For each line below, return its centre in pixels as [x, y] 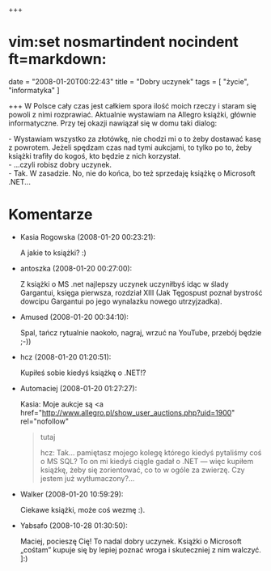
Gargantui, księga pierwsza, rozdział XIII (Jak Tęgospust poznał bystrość [141, 292]
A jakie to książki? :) [53, 253]
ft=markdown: [57, 60]
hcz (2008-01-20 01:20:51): [66, 356]
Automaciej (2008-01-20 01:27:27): [78, 388]
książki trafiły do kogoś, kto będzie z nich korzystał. [95, 156]
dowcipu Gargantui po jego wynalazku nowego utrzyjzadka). [121, 301]
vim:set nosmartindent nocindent [123, 42]
